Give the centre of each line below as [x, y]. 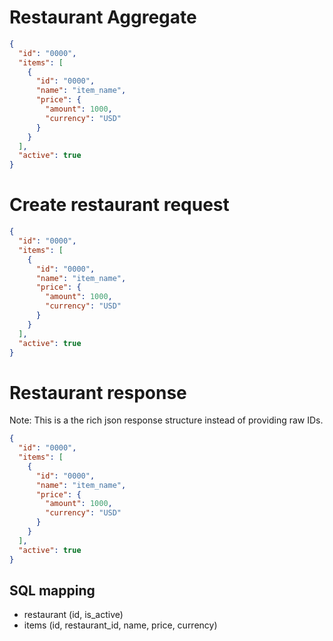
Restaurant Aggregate [103, 17]
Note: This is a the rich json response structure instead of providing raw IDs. [166, 420]
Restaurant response [98, 392]
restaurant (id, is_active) [73, 615]
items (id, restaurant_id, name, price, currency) [120, 625]
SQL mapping [52, 590]
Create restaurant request [119, 205]
